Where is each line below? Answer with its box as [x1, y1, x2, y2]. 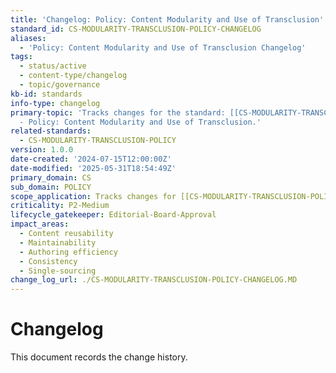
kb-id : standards [10, 89, 83, 99]
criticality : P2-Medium [10, 201, 110, 211]
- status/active [19, 61, 87, 71]
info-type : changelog [10, 98, 101, 108]
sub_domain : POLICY [10, 182, 92, 192]
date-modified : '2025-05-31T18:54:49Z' [10, 163, 177, 173]
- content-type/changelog [19, 71, 128, 81]
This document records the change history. [10, 351, 188, 363]
